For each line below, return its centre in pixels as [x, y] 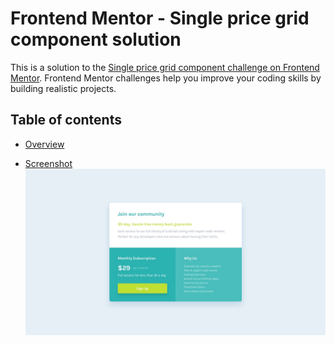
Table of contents [66, 120]
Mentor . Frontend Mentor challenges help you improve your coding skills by [166, 78]
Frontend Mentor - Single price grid [160, 18]
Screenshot [48, 163]
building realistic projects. [63, 88]
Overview [44, 144]
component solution [96, 39]
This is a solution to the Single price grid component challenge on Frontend [165, 67]
